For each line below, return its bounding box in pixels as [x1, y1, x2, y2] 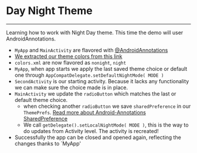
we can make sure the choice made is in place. [14, 84, 128, 91]
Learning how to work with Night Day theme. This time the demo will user [6, 29, 184, 36]
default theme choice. [14, 96, 68, 103]
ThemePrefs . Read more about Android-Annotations [23, 108, 147, 115]
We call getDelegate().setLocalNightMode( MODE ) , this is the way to [23, 121, 189, 128]
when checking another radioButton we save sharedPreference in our [23, 103, 191, 110]
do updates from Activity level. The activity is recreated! [23, 127, 159, 134]
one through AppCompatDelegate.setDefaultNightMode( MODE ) [14, 72, 164, 79]
